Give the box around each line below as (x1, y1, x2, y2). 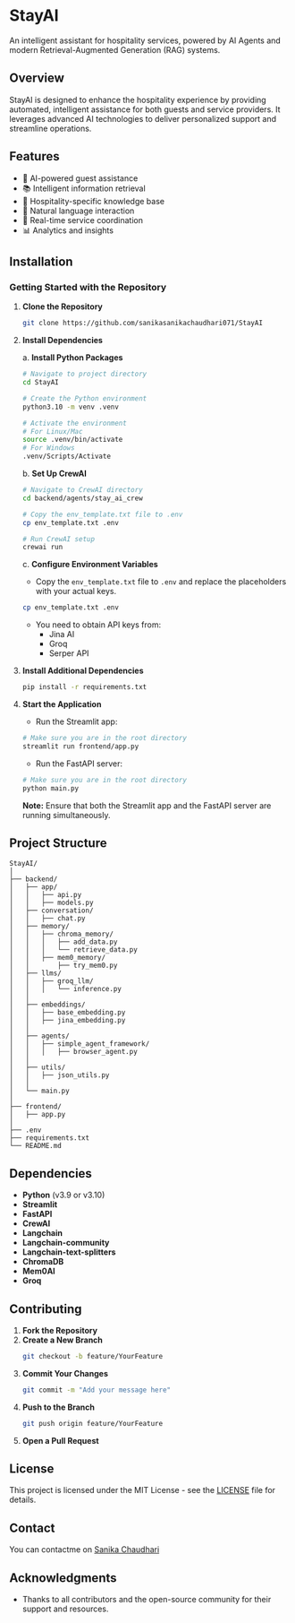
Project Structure (9, 835, 107, 850)
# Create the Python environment (21, 393, 147, 403)
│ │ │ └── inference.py (9, 985, 122, 994)
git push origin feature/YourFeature (21, 1419, 164, 1428)
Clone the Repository (21, 301, 103, 312)
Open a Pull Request (21, 1435, 100, 1446)
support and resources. (21, 1603, 109, 1614)
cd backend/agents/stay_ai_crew (21, 494, 143, 503)
